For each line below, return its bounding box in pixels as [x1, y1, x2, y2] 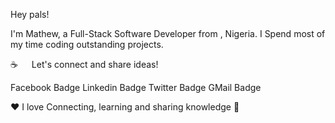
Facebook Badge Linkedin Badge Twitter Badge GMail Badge [10, 82, 262, 93]
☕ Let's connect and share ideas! [10, 59, 159, 70]
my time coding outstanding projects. [10, 39, 164, 50]
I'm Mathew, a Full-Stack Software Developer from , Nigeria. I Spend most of [10, 28, 326, 39]
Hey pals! [10, 9, 50, 20]
